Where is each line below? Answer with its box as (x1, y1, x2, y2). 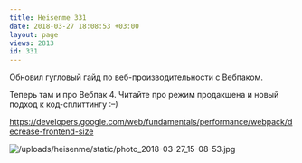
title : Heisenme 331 (9, 13, 88, 23)
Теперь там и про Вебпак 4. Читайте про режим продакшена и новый (9, 90, 279, 101)
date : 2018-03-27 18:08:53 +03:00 (9, 22, 140, 31)
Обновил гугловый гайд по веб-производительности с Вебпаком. (9, 72, 264, 82)
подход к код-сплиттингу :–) (9, 99, 119, 110)
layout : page (9, 30, 59, 39)
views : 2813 (9, 38, 54, 48)
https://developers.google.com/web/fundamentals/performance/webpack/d (9, 117, 293, 128)
